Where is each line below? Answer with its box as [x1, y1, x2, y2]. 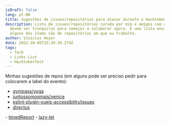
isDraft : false [5, 7, 37, 13]
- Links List [10, 54, 37, 60]
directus [12, 104, 30, 110]
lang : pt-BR [5, 12, 30, 17]
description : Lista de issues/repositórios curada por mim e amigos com [5, 21, 162, 27]
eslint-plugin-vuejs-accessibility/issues [12, 99, 95, 105]
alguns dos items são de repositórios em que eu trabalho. [10, 31, 137, 36]
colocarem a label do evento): [5, 78, 67, 85]
